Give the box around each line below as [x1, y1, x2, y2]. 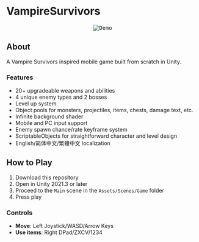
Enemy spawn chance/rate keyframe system [15, 126, 128, 133]
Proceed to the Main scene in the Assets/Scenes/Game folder [15, 187, 165, 194]
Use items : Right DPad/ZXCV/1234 [15, 229, 103, 236]
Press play [15, 193, 42, 201]
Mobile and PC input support [15, 119, 88, 127]
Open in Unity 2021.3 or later [15, 180, 88, 187]
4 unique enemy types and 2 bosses [15, 93, 107, 101]
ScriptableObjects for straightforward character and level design [15, 132, 178, 140]
